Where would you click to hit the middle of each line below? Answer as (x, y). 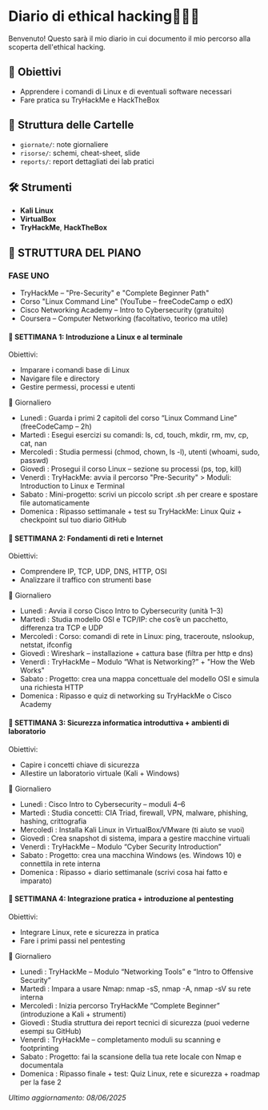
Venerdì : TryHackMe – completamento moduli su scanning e (120, 1040)
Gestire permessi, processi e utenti (78, 387)
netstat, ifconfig (46, 645)
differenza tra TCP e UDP (62, 628)
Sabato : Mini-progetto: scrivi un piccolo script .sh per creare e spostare (139, 494)
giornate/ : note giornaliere (64, 144)
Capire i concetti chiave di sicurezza (80, 765)
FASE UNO (29, 275)
